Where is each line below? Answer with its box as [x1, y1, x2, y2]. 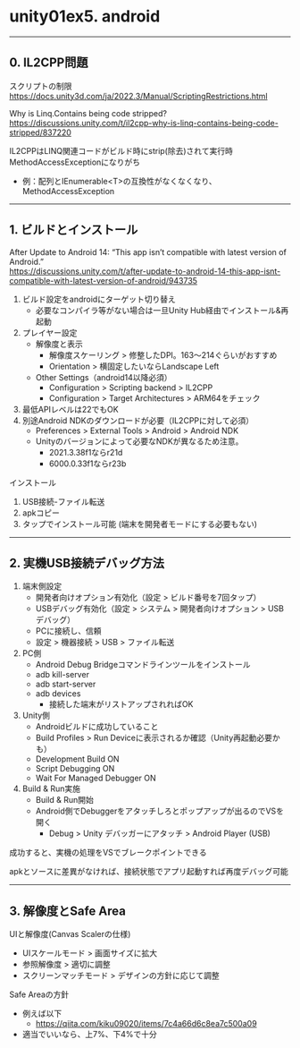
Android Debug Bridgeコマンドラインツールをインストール [35, 660, 252, 670]
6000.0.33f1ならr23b [48, 458, 127, 469]
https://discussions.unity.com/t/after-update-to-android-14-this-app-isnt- [9, 266, 281, 277]
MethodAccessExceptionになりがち [9, 157, 141, 167]
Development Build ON [35, 754, 120, 764]
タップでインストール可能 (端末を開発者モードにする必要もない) [21, 518, 257, 529]
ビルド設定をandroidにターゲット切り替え [21, 294, 176, 304]
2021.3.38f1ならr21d [48, 447, 123, 457]
